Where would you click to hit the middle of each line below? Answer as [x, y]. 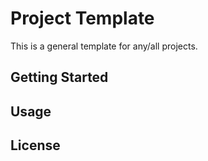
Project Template [82, 18]
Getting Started [59, 77]
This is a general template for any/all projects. [104, 46]
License [35, 145]
